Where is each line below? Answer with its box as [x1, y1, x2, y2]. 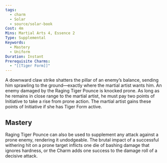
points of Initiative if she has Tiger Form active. [5, 104, 102, 110]
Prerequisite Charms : [5, 59, 51, 64]
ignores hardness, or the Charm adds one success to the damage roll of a [5, 147, 157, 153]
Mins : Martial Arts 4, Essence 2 [5, 31, 75, 36]
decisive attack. [5, 152, 38, 158]
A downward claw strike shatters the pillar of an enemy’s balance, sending [5, 77, 159, 83]
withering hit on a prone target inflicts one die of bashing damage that [5, 142, 149, 148]
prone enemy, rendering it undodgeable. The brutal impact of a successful [5, 136, 159, 143]
